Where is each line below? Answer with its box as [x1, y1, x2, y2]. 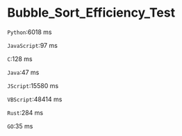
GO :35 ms [7, 121, 33, 130]
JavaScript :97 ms [7, 41, 58, 49]
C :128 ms [7, 54, 33, 63]
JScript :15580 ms [7, 81, 59, 90]
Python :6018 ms [7, 28, 52, 36]
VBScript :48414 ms [7, 95, 63, 103]
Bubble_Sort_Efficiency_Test [7, 5, 176, 21]
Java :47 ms [7, 68, 40, 76]
